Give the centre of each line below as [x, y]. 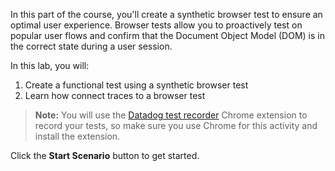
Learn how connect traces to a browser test [115, 95]
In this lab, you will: [50, 65]
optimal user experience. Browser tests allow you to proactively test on [156, 25]
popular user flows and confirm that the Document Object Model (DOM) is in [168, 35]
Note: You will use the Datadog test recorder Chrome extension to [171, 115]
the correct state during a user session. [91, 46]
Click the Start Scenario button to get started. [105, 155]
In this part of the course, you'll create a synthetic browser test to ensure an [166, 14]
